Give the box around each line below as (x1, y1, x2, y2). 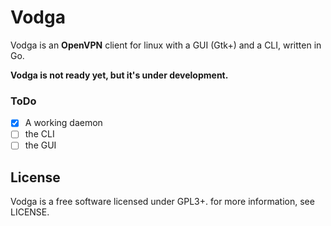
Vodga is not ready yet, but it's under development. (10, 69, 229, 81)
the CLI (24, 128, 55, 140)
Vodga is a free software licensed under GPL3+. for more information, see (10, 196, 315, 208)
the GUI (24, 139, 57, 151)
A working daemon (24, 117, 103, 129)
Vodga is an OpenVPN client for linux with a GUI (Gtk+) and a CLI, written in (10, 39, 322, 51)
